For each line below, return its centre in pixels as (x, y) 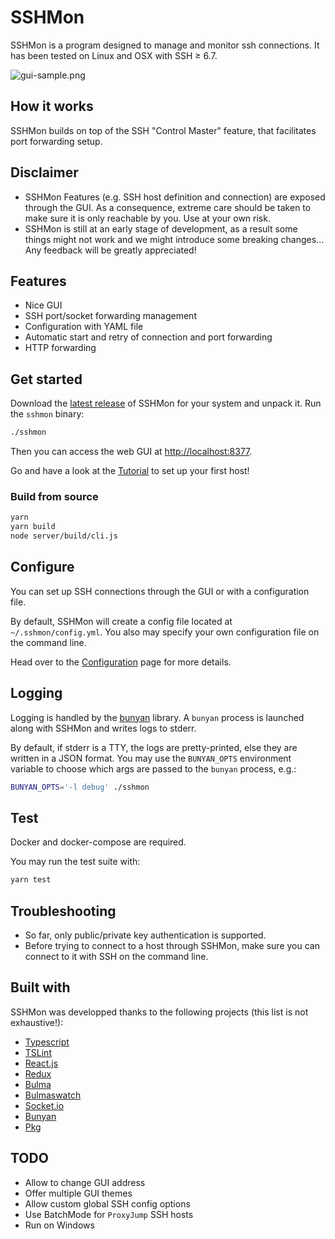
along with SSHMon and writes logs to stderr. (103, 728)
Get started (46, 379)
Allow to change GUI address (85, 1182)
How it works (52, 106)
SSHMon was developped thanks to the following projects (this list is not (159, 1012)
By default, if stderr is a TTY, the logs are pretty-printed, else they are (154, 747)
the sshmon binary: (47, 414)
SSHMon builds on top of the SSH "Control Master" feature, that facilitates (163, 130)
